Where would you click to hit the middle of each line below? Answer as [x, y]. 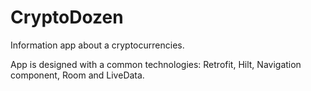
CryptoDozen [67, 17]
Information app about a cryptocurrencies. [97, 45]
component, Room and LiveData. [77, 75]
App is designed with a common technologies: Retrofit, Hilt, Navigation [156, 64]
